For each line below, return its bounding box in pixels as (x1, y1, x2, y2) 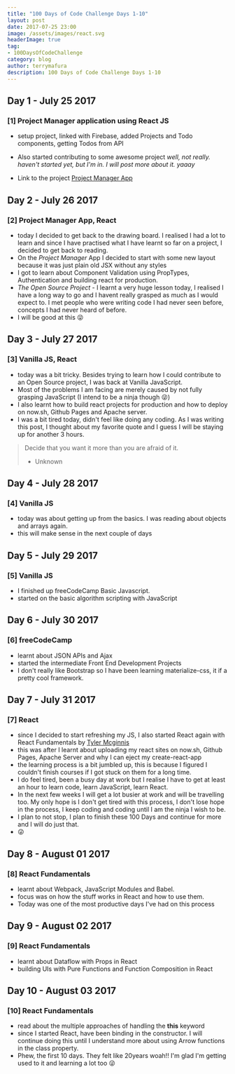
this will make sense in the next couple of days (17, 529, 152, 538)
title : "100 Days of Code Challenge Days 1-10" (7, 10, 149, 18)
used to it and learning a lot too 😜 (17, 1059, 115, 1068)
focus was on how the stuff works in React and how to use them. (17, 892, 205, 901)
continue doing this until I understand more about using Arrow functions (17, 1037, 225, 1045)
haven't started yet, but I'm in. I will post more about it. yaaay (17, 161, 195, 169)
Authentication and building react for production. (17, 276, 159, 284)
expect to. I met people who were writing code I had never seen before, (17, 298, 224, 306)
